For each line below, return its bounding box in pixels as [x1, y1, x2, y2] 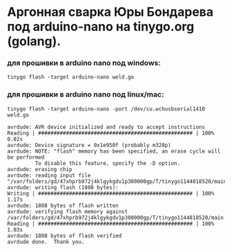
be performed [7, 153, 45, 161]
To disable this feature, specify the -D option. [35, 159, 181, 166]
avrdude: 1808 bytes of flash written [7, 202, 119, 209]
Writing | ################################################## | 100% [7, 190, 215, 197]
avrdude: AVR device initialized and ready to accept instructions [7, 124, 206, 130]
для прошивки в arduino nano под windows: [7, 58, 161, 68]
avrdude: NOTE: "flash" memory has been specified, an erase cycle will [7, 148, 221, 155]
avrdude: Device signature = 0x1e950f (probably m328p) [7, 142, 171, 148]
